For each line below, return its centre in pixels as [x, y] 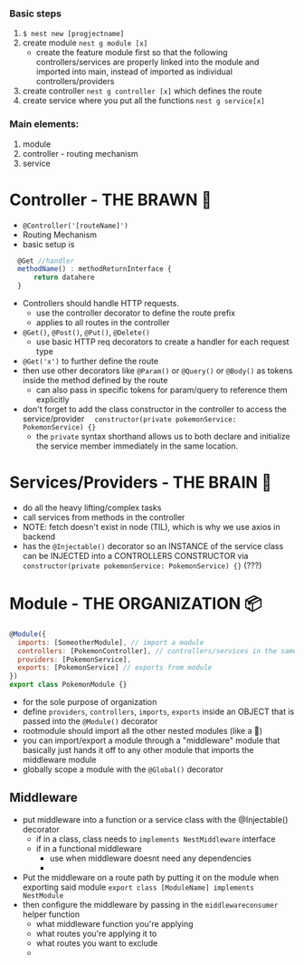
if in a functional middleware [89, 848]
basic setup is [48, 244]
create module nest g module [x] [85, 43]
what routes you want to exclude [97, 943]
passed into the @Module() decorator [90, 721]
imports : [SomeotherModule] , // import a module [111, 642]
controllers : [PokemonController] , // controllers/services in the [147, 651]
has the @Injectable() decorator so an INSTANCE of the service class [153, 545]
